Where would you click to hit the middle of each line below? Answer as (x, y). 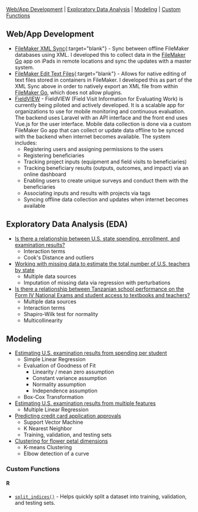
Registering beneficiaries (54, 155)
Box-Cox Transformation (53, 397)
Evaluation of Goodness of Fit (59, 366)
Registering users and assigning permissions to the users (93, 149)
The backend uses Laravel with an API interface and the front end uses (101, 117)
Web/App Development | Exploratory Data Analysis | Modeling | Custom (94, 9)
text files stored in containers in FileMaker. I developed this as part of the (103, 80)
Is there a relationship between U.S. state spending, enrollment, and (97, 239)
